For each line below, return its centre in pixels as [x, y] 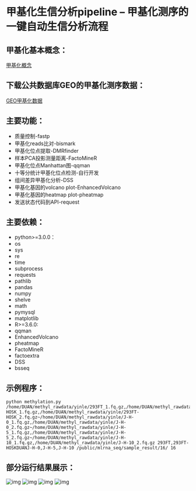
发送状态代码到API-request [47, 202]
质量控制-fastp [32, 136]
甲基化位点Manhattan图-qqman [52, 165]
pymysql [25, 312]
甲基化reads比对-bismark [45, 143]
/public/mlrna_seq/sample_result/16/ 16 [126, 448]
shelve [22, 300]
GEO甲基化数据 [24, 101]
